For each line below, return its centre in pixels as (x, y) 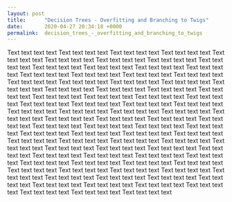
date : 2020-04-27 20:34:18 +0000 (65, 26)
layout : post (26, 13)
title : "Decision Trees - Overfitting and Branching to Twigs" (108, 20)
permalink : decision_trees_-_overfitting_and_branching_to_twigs (105, 33)
